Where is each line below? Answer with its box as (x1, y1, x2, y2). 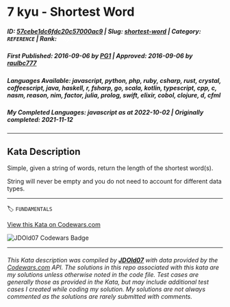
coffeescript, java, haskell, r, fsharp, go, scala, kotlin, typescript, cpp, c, (7, 84, 217, 92)
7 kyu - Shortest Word (7, 4, 135, 20)
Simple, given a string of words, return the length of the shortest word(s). (7, 164, 214, 172)
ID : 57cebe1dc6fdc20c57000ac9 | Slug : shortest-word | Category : (7, 27, 201, 35)
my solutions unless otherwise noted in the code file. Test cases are (7, 270, 199, 278)
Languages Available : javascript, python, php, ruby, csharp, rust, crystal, (7, 76, 221, 84)
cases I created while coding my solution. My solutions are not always (7, 285, 206, 293)
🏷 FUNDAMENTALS (7, 205, 53, 213)
